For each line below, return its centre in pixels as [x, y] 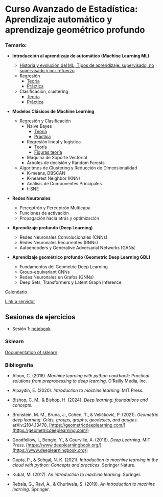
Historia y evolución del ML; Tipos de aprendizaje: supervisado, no [87, 65]
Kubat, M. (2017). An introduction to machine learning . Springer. [77, 474]
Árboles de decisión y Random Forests [66, 163]
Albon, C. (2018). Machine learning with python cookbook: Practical [81, 375]
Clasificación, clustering [44, 91]
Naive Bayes [39, 126]
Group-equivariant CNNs [45, 272]
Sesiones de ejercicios [40, 317]
